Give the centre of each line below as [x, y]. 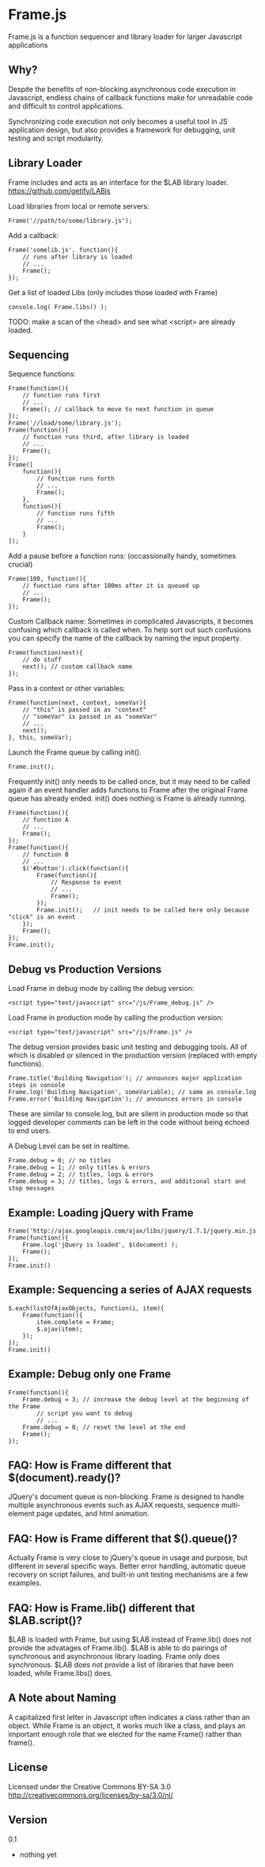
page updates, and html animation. [93, 1514]
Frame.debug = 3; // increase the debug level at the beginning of [136, 1399]
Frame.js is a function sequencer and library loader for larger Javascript [125, 36]
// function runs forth [76, 479]
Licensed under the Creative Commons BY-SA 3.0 [90, 1786]
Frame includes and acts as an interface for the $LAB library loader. [118, 182]
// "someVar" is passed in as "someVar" [90, 717]
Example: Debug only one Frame [90, 1374]
